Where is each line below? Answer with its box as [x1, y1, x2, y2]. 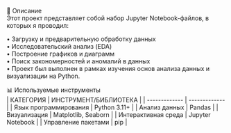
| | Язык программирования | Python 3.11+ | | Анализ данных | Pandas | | [6, 103, 219, 111]
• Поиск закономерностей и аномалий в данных [6, 57, 151, 65]
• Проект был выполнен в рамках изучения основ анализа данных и [6, 65, 209, 72]
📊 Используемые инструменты [6, 86, 101, 94]
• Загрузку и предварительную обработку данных [6, 35, 157, 43]
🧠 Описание [6, 7, 42, 15]
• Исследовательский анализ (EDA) [6, 42, 112, 50]
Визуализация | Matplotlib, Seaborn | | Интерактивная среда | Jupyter [6, 111, 211, 118]
